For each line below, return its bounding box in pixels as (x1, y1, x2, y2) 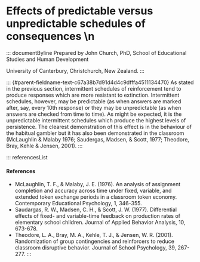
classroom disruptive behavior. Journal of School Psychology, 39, (14, 244, 177, 251)
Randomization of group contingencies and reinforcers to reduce (14, 238, 175, 245)
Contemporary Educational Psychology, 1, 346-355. (14, 200, 142, 207)
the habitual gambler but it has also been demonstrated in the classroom (6, 130, 184, 137)
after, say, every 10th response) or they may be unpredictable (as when (6, 104, 181, 111)
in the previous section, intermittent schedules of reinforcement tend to (6, 85, 181, 92)
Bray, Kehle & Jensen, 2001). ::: (6, 142, 83, 149)
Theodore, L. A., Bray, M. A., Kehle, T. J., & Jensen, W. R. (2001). (14, 232, 173, 239)
